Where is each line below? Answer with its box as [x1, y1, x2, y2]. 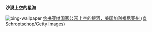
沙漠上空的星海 [5, 5, 36, 10]
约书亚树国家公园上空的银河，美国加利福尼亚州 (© [42, 15, 147, 21]
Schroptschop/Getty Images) [5, 21, 65, 27]
